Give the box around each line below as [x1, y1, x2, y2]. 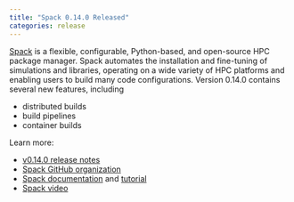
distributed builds [21, 101, 87, 111]
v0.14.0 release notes [21, 154, 101, 165]
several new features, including [9, 84, 125, 94]
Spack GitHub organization [21, 164, 122, 174]
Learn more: [9, 137, 54, 148]
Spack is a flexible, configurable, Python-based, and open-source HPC [9, 45, 270, 56]
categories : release [9, 21, 86, 30]
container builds [21, 119, 82, 130]
